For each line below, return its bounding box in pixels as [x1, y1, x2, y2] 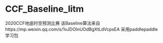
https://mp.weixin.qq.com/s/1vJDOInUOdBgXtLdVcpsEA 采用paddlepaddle [5, 26, 158, 32]
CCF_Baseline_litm [5, 3, 84, 15]
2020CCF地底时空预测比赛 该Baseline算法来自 [5, 20, 100, 26]
